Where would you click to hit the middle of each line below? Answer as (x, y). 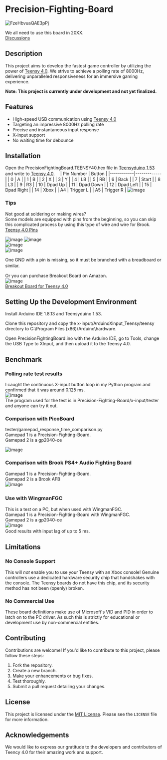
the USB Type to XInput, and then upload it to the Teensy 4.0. (68, 344)
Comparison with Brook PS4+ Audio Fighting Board (69, 463)
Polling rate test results (34, 374)
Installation (23, 156)
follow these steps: (24, 655)
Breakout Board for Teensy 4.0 (37, 286)
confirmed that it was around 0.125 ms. (45, 390)
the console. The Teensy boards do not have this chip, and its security (77, 583)
